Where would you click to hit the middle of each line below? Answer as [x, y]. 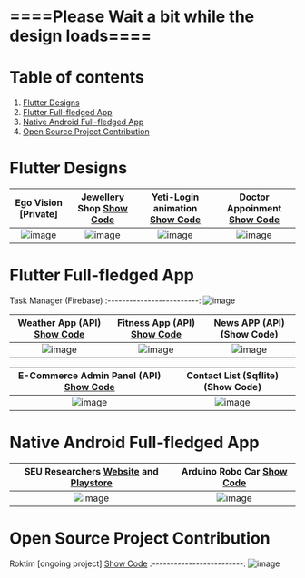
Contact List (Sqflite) [232, 376]
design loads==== [80, 36]
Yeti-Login [175, 197]
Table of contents [77, 78]
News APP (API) [250, 323]
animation [175, 209]
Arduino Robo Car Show [234, 471]
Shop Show [103, 209]
